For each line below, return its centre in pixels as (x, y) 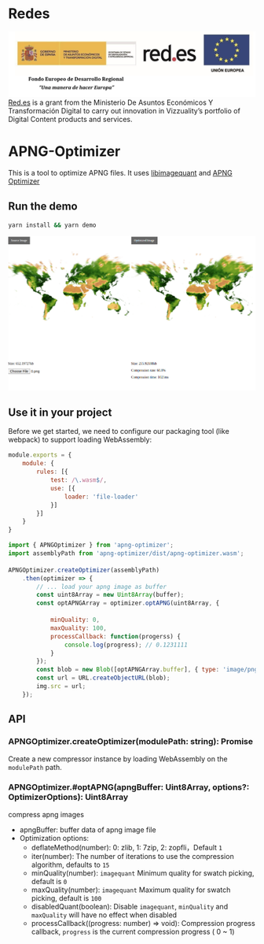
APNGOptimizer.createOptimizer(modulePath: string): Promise (131, 742)
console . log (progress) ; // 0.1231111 (126, 645)
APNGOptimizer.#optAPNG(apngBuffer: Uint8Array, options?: (129, 787)
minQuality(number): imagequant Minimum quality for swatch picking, (143, 873)
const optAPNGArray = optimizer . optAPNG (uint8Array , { (128, 603)
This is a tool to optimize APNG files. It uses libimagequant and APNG (121, 173)
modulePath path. (35, 767)
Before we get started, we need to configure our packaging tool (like (119, 431)
